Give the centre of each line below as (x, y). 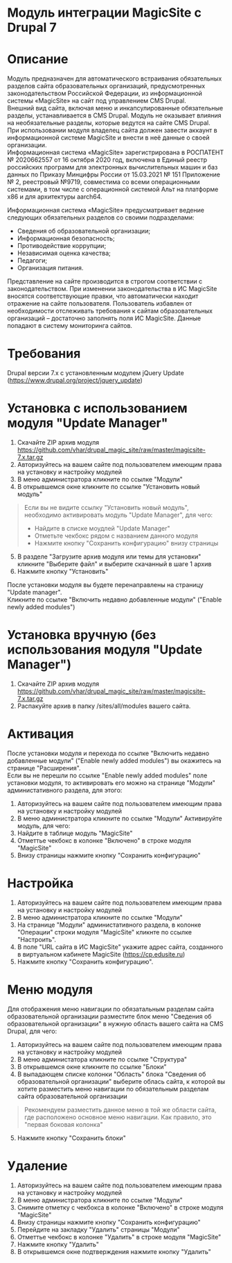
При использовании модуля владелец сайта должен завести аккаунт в (112, 131)
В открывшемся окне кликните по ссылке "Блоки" (92, 1066)
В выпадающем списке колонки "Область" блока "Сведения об (111, 1074)
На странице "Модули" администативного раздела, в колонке (109, 925)
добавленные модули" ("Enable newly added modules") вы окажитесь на (114, 760)
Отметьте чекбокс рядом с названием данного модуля (116, 536)
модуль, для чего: (44, 825)
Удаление (37, 1166)
